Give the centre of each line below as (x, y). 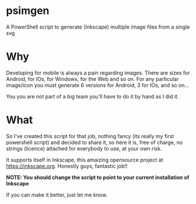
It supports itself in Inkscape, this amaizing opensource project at (85, 160)
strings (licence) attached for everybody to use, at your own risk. (84, 148)
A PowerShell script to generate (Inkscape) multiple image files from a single (98, 27)
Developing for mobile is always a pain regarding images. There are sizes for (98, 73)
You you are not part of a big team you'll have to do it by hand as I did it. (92, 96)
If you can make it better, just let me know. (57, 195)
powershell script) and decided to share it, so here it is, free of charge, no (94, 142)
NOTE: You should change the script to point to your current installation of (98, 177)
